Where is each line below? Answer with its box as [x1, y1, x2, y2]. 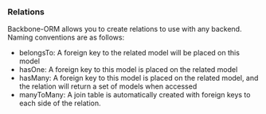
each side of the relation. [18, 98, 101, 108]
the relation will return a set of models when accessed [18, 82, 198, 91]
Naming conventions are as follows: [7, 32, 125, 42]
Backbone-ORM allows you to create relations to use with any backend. [7, 25, 242, 34]
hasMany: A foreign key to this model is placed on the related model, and [18, 74, 259, 83]
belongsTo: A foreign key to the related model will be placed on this [18, 48, 241, 58]
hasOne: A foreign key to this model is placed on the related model [18, 65, 238, 74]
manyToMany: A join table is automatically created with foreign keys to [18, 90, 251, 100]
